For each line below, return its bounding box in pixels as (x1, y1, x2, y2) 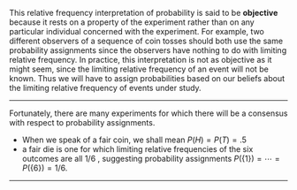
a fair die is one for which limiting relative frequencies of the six (21, 144, 254, 154)
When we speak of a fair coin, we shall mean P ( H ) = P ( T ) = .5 (21, 134, 247, 145)
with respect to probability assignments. (9, 118, 156, 127)
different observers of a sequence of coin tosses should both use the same (9, 35, 284, 46)
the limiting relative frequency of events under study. (9, 83, 202, 93)
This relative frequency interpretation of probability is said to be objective (9, 8, 278, 18)
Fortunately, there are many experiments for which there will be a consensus (9, 108, 288, 118)
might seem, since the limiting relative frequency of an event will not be (9, 64, 270, 74)
